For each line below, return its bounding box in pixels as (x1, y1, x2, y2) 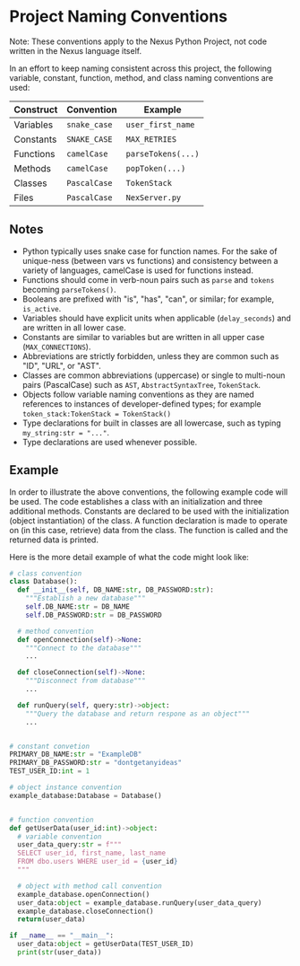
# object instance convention (9, 783, 123, 792)
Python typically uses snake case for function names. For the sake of (21, 245, 278, 257)
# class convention (9, 568, 82, 578)
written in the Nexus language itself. (9, 45, 141, 56)
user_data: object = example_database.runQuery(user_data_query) (17, 898, 262, 908)
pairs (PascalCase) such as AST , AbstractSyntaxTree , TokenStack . (21, 379, 261, 390)
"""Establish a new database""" (25, 594, 146, 603)
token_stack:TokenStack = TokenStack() (21, 409, 172, 418)
